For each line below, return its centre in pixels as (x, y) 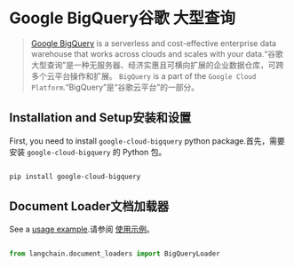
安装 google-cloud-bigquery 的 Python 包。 (88, 152)
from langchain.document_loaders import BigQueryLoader (115, 254)
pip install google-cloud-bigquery (75, 177)
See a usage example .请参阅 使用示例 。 (82, 229)
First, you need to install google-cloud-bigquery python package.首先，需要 (147, 141)
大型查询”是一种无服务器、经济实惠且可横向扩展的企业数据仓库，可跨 (157, 65)
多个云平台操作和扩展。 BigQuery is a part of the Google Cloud (143, 75)
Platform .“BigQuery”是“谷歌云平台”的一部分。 (115, 87)
